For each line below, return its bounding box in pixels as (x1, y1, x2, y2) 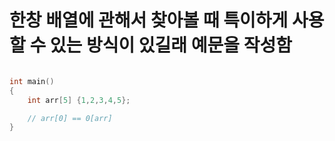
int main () (9, 76, 55, 86)
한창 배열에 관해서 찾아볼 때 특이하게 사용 (9, 9, 325, 32)
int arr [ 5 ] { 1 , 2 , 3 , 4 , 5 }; (27, 95, 131, 105)
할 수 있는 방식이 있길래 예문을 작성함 (9, 34, 292, 57)
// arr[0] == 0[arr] (27, 113, 113, 123)
